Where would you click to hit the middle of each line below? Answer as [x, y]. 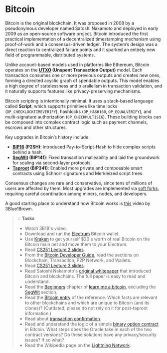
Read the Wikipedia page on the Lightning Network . [78, 345]
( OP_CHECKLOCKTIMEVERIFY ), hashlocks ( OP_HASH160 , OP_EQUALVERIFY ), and [79, 111]
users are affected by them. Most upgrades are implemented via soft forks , [82, 188]
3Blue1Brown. [19, 208]
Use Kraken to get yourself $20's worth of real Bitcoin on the [87, 239]
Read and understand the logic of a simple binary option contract [91, 324]
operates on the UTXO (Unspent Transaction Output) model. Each [74, 70]
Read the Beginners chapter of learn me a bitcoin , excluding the [90, 286]
